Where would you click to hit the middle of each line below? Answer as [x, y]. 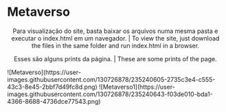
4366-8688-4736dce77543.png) [54, 101]
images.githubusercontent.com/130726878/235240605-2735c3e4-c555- [111, 79]
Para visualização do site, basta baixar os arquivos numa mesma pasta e [115, 31]
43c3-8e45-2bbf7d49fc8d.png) [52, 87]
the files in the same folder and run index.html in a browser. [115, 45]
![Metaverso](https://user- [44, 72]
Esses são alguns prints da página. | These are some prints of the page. [115, 58]
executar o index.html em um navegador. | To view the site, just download [115, 38]
